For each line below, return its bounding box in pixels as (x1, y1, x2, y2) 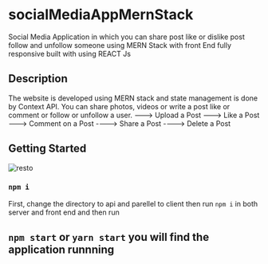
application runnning (8, 243, 114, 257)
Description (8, 72, 68, 85)
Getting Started (8, 142, 87, 156)
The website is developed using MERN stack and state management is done (8, 93, 258, 103)
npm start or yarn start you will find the (8, 231, 210, 244)
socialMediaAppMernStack (8, 6, 194, 24)
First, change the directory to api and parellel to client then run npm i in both (8, 199, 258, 208)
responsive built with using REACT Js (8, 49, 132, 58)
